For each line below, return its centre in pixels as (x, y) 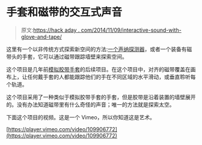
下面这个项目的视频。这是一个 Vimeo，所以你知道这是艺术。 (81, 117)
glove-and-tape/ (41, 37)
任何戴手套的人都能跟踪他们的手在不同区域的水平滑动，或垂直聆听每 (111, 77)
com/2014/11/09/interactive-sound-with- (131, 30)
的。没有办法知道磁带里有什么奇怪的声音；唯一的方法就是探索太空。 (90, 104)
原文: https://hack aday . (50, 30)
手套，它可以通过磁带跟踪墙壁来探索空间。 (75, 56)
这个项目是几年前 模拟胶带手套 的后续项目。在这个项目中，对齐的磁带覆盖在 (98, 69)
